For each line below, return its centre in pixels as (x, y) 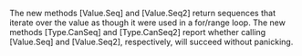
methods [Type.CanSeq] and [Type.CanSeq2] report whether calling (138, 32)
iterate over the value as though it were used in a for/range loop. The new (147, 23)
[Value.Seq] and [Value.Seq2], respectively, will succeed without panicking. (151, 42)
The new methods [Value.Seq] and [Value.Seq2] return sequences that (143, 13)
